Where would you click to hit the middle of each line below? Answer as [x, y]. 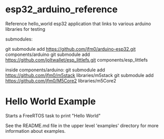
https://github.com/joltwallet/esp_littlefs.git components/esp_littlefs [77, 59]
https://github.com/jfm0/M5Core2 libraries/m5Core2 [61, 81]
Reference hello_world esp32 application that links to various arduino [78, 24]
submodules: [19, 39]
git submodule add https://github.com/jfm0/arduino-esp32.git [70, 49]
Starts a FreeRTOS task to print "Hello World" [53, 115]
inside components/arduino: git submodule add [55, 70]
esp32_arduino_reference [61, 9]
